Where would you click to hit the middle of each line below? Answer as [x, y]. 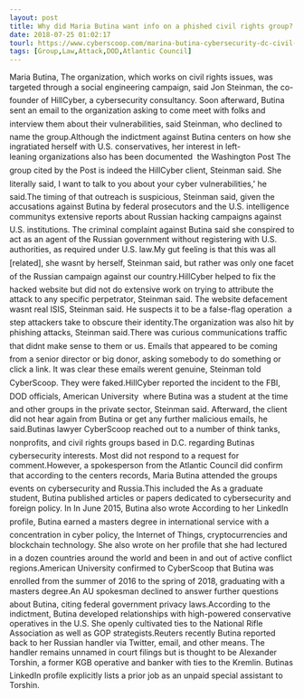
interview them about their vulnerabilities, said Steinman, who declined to [146, 124]
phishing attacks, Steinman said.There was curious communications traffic [148, 333]
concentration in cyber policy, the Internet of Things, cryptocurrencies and [148, 535]
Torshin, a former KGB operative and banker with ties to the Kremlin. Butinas [152, 663]
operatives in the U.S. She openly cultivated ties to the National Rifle [137, 624]
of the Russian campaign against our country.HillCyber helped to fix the [142, 277]
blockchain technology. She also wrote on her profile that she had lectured [148, 545]
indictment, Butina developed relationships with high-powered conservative [150, 614]
